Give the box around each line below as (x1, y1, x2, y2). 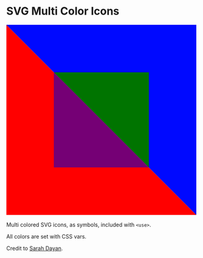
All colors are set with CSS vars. (6, 232, 87, 240)
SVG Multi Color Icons (6, 4, 120, 18)
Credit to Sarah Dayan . (6, 245, 63, 252)
